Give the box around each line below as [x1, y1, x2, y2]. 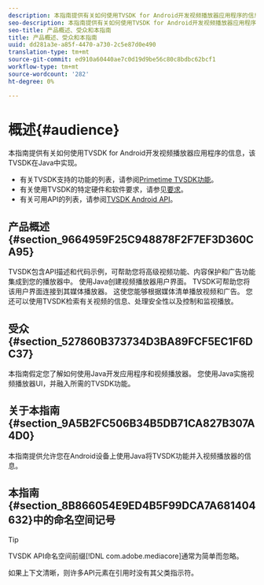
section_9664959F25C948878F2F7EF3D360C [19, 233, 254, 246]
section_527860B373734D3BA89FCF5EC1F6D [19, 334, 253, 348]
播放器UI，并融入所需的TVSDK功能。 [14, 379, 135, 389]
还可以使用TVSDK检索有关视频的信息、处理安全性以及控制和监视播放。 [8, 296, 238, 306]
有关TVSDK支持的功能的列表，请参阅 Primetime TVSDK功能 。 [19, 175, 218, 184]
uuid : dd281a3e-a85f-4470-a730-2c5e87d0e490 [8, 41, 156, 49]
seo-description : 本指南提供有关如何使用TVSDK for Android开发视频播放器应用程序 [8, 19, 257, 27]
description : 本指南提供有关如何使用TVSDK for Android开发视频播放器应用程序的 [8, 11, 249, 20]
